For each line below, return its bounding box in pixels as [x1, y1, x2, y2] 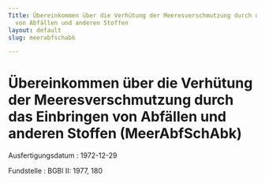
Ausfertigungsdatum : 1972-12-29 [8, 151, 118, 160]
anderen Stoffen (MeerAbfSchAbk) [8, 125, 242, 143]
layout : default [8, 26, 62, 34]
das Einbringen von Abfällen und [8, 108, 227, 126]
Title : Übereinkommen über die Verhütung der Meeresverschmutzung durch [8, 11, 252, 20]
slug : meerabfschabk [8, 33, 77, 42]
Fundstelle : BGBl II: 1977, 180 [8, 166, 103, 176]
